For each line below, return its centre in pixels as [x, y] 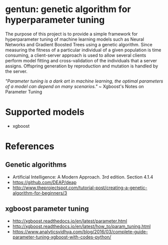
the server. [16, 71]
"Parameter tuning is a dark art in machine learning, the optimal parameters [84, 81]
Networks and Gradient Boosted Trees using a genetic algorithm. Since [79, 44]
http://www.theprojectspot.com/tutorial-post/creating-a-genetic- [80, 188]
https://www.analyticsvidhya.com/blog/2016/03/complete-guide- [80, 231]
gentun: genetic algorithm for [68, 9]
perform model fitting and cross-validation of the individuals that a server [81, 60]
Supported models [45, 112]
